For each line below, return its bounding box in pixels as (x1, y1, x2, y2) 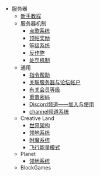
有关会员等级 (29, 86, 60, 93)
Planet (20, 151, 36, 157)
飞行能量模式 (29, 144, 60, 151)
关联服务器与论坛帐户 (29, 79, 81, 85)
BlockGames (20, 164, 51, 171)
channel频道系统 (29, 108, 69, 115)
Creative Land (20, 115, 54, 122)
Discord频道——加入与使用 (29, 101, 95, 108)
